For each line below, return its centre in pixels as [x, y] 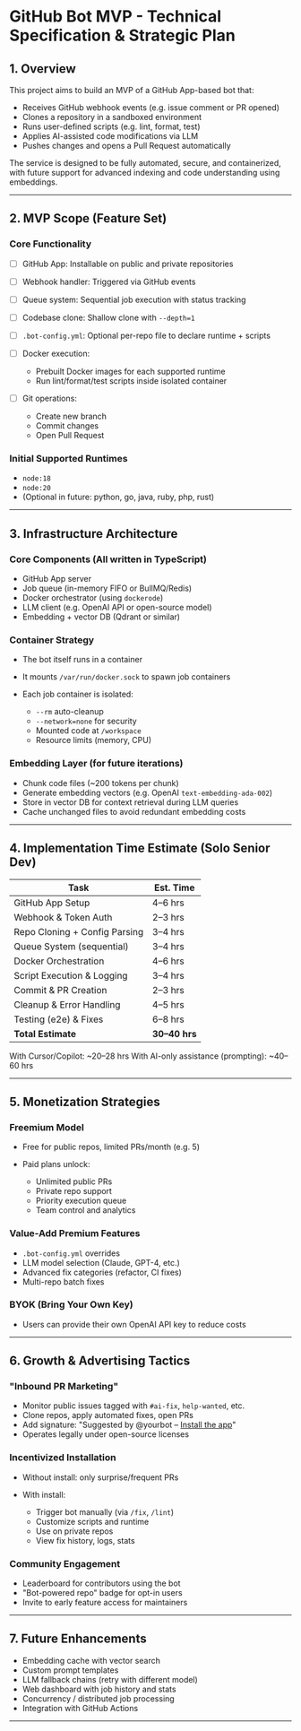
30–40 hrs [174, 1034]
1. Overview [43, 69]
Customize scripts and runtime [92, 1521]
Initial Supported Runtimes [69, 459]
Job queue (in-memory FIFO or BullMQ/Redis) [107, 588]
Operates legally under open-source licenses [106, 1434]
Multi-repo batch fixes [63, 1281]
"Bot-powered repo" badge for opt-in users [102, 1593]
